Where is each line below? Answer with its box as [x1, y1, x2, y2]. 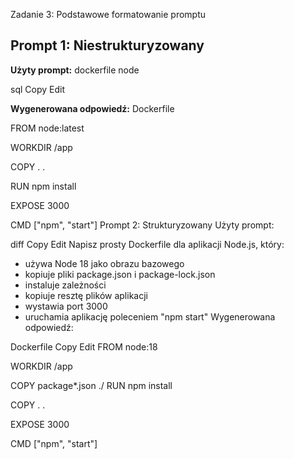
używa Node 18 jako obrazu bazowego [24, 257, 185, 269]
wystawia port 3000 [24, 300, 108, 312]
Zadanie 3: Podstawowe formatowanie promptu [10, 9, 207, 20]
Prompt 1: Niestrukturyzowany [10, 37, 205, 54]
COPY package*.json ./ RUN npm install [10, 379, 173, 391]
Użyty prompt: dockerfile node [10, 64, 140, 76]
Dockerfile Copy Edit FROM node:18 [10, 340, 158, 353]
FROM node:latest [10, 122, 85, 134]
